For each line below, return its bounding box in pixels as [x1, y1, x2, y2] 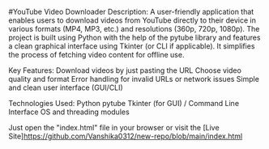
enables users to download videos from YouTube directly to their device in [8, 15, 257, 25]
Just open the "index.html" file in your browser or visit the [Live [8, 123, 220, 132]
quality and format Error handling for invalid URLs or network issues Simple [8, 74, 259, 83]
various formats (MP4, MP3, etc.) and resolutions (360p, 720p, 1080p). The [8, 24, 260, 33]
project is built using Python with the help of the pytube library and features [8, 32, 261, 42]
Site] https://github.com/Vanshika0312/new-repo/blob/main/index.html [8, 131, 243, 141]
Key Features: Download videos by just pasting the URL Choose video [8, 66, 241, 75]
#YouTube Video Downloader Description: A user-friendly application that [8, 7, 254, 16]
